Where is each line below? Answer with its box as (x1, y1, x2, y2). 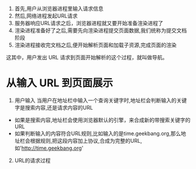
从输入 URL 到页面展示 (6, 76, 113, 90)
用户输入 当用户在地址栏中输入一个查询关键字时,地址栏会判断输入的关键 (14, 97, 187, 104)
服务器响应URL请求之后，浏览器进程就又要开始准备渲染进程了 (14, 20, 164, 26)
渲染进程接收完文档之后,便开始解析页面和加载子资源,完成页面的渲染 (14, 41, 177, 48)
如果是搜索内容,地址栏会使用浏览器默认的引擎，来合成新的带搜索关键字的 (14, 116, 191, 124)
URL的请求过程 (14, 157, 51, 164)
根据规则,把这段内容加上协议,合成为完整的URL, (30, 137, 142, 144)
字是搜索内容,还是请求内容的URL (14, 104, 94, 111)
